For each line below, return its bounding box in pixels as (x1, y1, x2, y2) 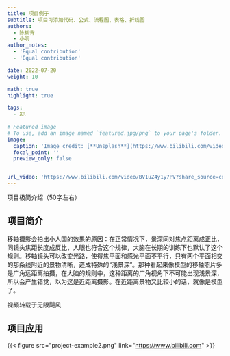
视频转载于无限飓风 (7, 301, 62, 309)
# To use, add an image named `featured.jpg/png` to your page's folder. (7, 129, 222, 137)
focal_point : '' (13, 149, 60, 156)
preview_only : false (13, 155, 72, 162)
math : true (7, 86, 38, 92)
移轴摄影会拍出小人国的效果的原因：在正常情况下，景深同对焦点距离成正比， (7, 234, 223, 243)
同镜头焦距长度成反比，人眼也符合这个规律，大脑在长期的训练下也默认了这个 (7, 243, 223, 251)
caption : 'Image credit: (13, 142, 84, 149)
